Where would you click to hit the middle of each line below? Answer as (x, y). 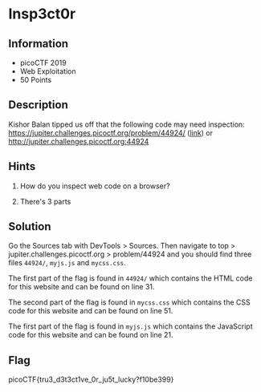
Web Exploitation (48, 71)
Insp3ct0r (42, 14)
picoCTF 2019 (43, 63)
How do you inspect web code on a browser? (95, 186)
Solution (30, 226)
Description (38, 105)
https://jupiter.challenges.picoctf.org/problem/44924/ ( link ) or (110, 132)
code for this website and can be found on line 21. (91, 335)
